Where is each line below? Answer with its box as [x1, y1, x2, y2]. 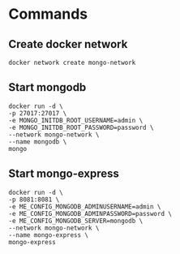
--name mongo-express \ [8, 230, 89, 239]
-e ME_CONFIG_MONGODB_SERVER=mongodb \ [8, 217, 144, 225]
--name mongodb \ [8, 137, 67, 146]
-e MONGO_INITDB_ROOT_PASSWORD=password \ [8, 123, 154, 131]
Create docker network [8, 37, 128, 51]
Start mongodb [8, 80, 87, 94]
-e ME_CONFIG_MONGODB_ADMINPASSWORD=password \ [8, 209, 173, 217]
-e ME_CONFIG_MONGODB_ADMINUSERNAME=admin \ [8, 202, 161, 211]
